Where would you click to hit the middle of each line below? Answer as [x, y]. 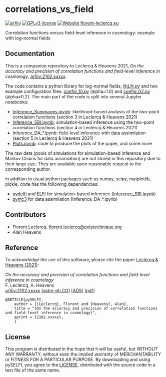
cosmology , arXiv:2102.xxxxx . [36, 76]
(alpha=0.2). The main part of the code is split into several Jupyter [73, 96]
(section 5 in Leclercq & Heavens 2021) [53, 138]
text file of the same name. [33, 370]
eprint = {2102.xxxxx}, [39, 317]
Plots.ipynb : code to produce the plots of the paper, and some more [82, 143]
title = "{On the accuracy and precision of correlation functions [86, 309]
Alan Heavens [27, 232]
